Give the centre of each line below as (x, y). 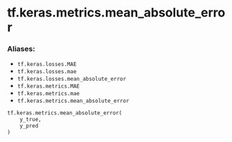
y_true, (30, 120)
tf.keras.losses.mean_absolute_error (72, 79)
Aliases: (21, 49)
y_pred (29, 126)
